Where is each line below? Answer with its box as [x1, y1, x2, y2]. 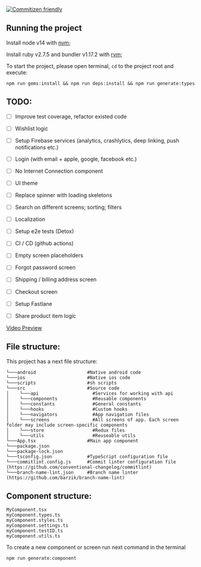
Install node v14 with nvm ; [6, 39, 71, 46]
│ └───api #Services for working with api [6, 390, 173, 397]
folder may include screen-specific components [6, 422, 128, 428]
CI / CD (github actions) [14, 240, 74, 247]
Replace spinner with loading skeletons [14, 191, 113, 199]
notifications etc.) [14, 143, 59, 150]
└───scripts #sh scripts [6, 380, 117, 386]
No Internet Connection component [14, 167, 104, 175]
